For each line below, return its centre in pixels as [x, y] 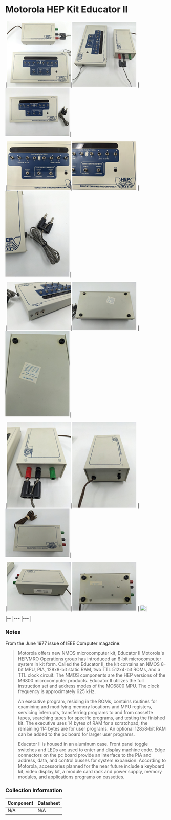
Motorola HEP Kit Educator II [67, 10]
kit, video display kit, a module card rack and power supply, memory [90, 772]
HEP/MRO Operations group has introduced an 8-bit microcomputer [90, 659]
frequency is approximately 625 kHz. [57, 691]
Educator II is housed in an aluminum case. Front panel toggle [83, 744]
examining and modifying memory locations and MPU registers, [85, 707]
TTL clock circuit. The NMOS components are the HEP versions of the [92, 675]
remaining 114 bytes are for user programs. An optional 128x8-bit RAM [92, 729]
